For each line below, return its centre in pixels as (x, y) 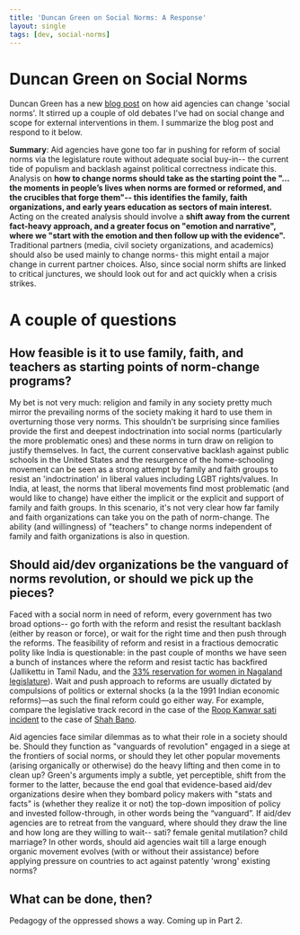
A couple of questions (93, 320)
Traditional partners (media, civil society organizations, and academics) (141, 245)
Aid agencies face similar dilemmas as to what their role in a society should (148, 737)
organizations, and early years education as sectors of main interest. (141, 207)
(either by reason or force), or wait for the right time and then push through (148, 634)
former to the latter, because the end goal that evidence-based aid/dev (141, 785)
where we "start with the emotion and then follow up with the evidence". (147, 236)
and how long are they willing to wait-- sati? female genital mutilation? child (149, 833)
